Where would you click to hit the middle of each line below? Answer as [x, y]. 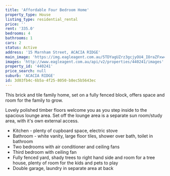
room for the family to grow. [34, 100]
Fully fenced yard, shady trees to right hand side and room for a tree [84, 157]
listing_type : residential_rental [42, 19]
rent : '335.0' [20, 29]
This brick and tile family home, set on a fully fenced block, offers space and [85, 95]
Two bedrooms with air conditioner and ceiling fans [66, 147]
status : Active [21, 48]
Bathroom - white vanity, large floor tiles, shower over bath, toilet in [83, 136]
